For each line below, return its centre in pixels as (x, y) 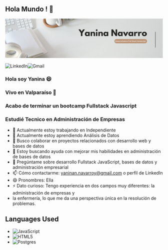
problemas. (24, 203)
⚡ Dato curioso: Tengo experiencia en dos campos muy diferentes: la (83, 185)
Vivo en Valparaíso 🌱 (31, 92)
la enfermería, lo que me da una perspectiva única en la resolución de (84, 198)
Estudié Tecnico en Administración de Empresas (65, 119)
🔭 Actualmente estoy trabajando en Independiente (64, 130)
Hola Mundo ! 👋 (29, 9)
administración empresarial (40, 167)
